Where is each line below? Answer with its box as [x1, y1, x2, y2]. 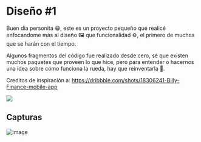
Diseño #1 [6, 4, 56, 18]
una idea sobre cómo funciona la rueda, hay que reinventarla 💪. [6, 65, 165, 72]
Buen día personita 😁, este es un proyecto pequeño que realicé [6, 24, 166, 32]
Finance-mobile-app [6, 83, 58, 90]
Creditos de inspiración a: [6, 76, 71, 83]
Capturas [6, 112, 43, 122]
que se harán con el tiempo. [6, 40, 77, 47]
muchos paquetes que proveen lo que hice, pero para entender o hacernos [6, 58, 194, 65]
